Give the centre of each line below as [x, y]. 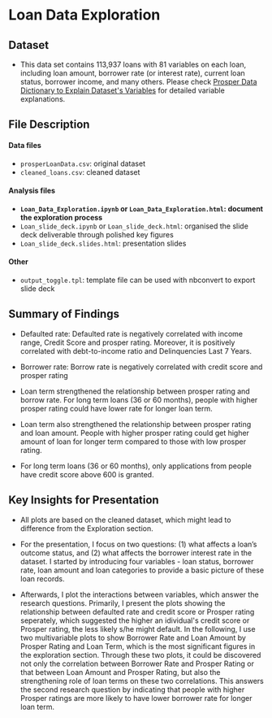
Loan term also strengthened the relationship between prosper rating [136, 424]
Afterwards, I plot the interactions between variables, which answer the [139, 594]
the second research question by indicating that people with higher [132, 690]
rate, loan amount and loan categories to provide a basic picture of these [142, 570]
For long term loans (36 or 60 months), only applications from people [136, 466]
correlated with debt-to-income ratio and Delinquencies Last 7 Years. [136, 350]
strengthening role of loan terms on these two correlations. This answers [142, 681]
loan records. [42, 578]
